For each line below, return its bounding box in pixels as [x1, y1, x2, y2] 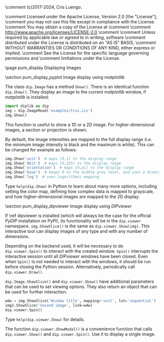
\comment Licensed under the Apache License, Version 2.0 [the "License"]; [5, 14, 158, 19]
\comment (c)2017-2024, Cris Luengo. [5, 4, 82, 10]
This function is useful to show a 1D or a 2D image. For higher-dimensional [5, 122, 155, 127]
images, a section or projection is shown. [5, 127, 88, 133]
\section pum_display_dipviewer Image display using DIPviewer [5, 203, 132, 209]
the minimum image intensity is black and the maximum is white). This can [5, 142, 155, 147]
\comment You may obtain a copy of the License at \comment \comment [5, 24, 151, 30]
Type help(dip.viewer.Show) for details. [5, 316, 85, 322]
